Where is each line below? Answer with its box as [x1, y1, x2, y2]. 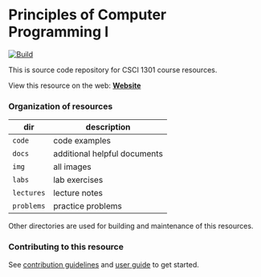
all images [53, 161, 92, 172]
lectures [12, 188, 46, 198]
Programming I [8, 23, 109, 41]
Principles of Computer [8, 6, 167, 24]
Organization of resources [8, 101, 113, 112]
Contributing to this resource [8, 242, 124, 253]
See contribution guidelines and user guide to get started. [8, 259, 199, 269]
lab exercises [53, 175, 104, 186]
